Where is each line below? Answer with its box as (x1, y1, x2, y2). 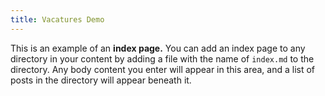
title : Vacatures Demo (10, 14, 105, 25)
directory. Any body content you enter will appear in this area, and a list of (10, 63, 316, 75)
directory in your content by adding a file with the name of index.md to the (10, 52, 315, 65)
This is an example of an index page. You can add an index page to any (10, 42, 306, 54)
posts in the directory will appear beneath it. (10, 74, 192, 86)
